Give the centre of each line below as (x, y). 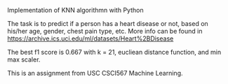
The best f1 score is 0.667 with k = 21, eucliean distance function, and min (114, 52)
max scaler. (24, 59)
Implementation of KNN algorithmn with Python (75, 10)
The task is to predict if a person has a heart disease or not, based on (108, 23)
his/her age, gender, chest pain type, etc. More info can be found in (105, 31)
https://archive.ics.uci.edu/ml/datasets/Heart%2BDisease (90, 38)
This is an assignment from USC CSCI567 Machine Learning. (95, 73)
